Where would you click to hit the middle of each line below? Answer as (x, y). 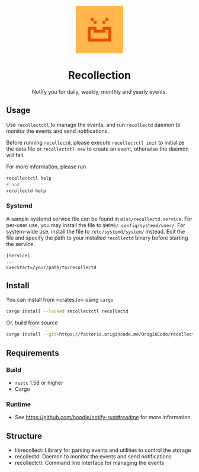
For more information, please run (46, 167)
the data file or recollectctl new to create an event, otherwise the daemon (97, 149)
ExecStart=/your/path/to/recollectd (51, 267)
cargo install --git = (33, 334)
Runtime (19, 404)
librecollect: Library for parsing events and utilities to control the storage (103, 450)
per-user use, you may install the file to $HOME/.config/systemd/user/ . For (96, 225)
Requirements (33, 353)
